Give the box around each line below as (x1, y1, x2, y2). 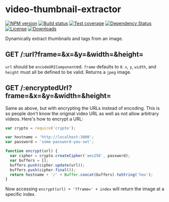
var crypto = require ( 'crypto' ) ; (5, 126, 76, 131)
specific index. (5, 191, 36, 197)
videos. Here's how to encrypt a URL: (5, 115, 84, 122)
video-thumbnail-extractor (5, 4, 121, 15)
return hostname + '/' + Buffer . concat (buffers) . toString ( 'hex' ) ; (10, 172, 153, 177)
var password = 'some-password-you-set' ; (5, 139, 94, 145)
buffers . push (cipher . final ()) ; (10, 167, 76, 173)
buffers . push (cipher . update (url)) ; (10, 163, 85, 168)
